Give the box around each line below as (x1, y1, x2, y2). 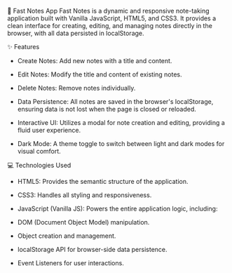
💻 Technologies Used (7, 161, 71, 169)
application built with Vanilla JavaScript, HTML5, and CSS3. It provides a (7, 14, 217, 22)
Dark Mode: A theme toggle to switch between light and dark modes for (17, 140, 225, 147)
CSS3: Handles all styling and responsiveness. (17, 191, 152, 199)
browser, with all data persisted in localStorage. (7, 29, 145, 37)
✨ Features (7, 43, 40, 51)
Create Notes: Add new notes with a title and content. (17, 57, 172, 65)
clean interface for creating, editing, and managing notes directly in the (7, 22, 212, 29)
